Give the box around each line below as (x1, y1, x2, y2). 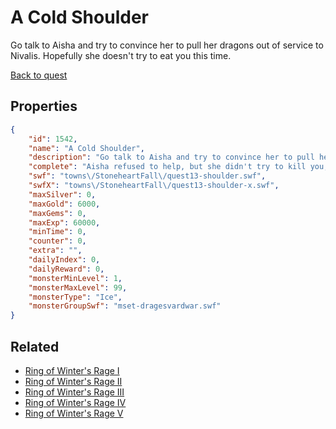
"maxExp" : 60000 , (28, 217, 101, 228)
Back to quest (10, 69, 68, 81)
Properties (10, 98, 78, 115)
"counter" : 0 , (28, 236, 87, 246)
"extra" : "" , (28, 246, 83, 256)
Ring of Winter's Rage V (24, 407, 124, 419)
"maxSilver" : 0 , (28, 189, 97, 200)
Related (10, 338, 60, 355)
